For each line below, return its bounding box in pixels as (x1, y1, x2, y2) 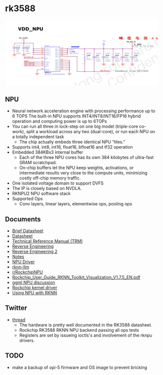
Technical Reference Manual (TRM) (12, 239, 83, 244)
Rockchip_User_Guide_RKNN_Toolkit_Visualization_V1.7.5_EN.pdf (12, 274, 141, 280)
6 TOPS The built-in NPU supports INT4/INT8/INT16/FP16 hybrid (12, 113, 141, 119)
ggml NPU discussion (12, 280, 55, 286)
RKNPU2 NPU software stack (12, 190, 71, 197)
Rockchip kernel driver (12, 285, 57, 290)
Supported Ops (12, 196, 43, 202)
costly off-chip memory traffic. (19, 175, 81, 181)
